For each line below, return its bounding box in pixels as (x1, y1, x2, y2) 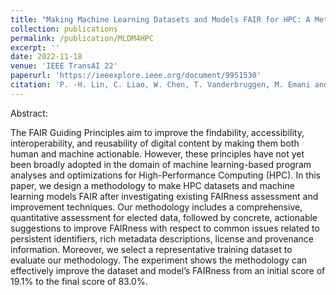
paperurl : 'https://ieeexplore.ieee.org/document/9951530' (10, 71, 262, 81)
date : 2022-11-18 (10, 52, 83, 62)
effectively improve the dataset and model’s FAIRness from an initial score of (10, 264, 326, 276)
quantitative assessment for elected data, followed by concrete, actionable (10, 211, 318, 223)
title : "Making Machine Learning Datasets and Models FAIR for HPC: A (10, 14, 311, 25)
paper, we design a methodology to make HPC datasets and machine (10, 179, 295, 191)
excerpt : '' (10, 42, 60, 53)
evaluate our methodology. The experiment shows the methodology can (10, 254, 308, 266)
